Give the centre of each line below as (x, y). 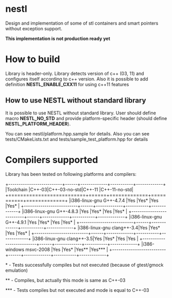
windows (15, 249)
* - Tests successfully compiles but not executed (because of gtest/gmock (84, 265)
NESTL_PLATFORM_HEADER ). (38, 124)
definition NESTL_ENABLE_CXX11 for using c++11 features (67, 84)
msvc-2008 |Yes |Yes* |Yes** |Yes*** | (67, 249)
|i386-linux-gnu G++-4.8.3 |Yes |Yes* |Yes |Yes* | (74, 211)
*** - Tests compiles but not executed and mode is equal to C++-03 (77, 290)
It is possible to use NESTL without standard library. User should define (81, 113)
